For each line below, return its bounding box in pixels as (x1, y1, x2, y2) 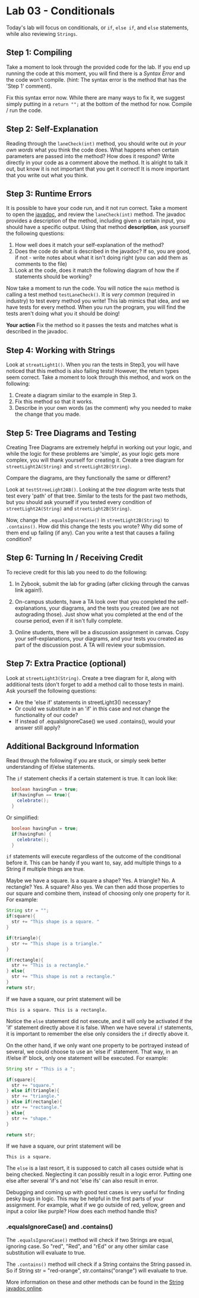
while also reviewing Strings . (6, 30, 78, 37)
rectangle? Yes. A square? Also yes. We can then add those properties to (6, 883, 185, 891)
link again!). (14, 586, 43, 594)
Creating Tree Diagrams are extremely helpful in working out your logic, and (6, 444, 192, 451)
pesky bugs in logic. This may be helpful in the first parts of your (6, 1195, 165, 1203)
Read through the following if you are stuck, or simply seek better (6, 757, 166, 764)
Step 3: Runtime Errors (6, 188, 92, 199)
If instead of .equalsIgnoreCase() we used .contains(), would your (14, 718, 176, 725)
